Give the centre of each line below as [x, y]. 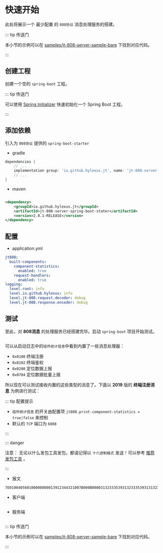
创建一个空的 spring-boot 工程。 [37, 83]
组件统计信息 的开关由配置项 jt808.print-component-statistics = [76, 411]
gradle [18, 153]
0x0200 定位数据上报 [32, 368]
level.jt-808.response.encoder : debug [49, 302]
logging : [14, 284]
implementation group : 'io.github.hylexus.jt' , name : [69, 171]
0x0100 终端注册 [28, 356]
